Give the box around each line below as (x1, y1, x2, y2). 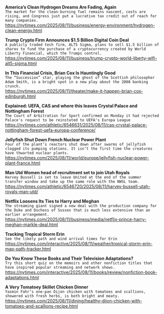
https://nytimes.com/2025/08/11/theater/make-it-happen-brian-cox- (5, 88, 143, 94)
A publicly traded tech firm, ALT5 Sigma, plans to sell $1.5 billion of (5, 42, 160, 47)
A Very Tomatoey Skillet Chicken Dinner (5, 284, 88, 290)
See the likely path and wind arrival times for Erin (5, 236, 118, 241)
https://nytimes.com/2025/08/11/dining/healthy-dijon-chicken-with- (5, 298, 142, 304)
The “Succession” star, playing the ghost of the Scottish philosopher (5, 75, 155, 80)
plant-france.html (5, 160, 41, 166)
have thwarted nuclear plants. (5, 151, 69, 156)
